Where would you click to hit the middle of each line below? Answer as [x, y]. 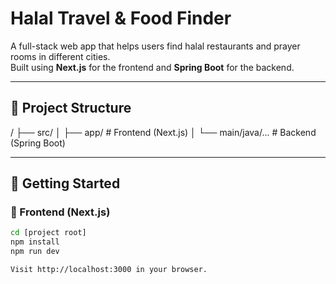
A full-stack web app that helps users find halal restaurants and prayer [155, 46]
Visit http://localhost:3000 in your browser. [109, 270]
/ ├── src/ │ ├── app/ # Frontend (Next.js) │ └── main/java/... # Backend [163, 132]
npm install [35, 242]
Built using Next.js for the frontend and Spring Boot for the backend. [152, 67]
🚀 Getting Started [65, 183]
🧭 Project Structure [71, 108]
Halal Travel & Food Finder [121, 18]
